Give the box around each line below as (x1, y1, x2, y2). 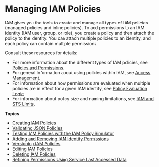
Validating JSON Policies (12, 125, 63, 131)
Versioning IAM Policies (12, 141, 61, 146)
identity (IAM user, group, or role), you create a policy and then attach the (5, 30, 154, 36)
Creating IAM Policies (12, 120, 56, 126)
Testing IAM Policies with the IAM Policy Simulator (12, 130, 114, 136)
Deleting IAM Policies (12, 151, 56, 157)
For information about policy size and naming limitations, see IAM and (12, 95, 154, 101)
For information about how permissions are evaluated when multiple (12, 80, 151, 86)
